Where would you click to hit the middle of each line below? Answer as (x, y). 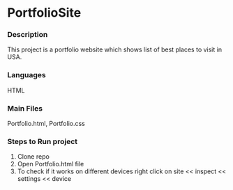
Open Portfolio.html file (51, 164)
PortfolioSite (44, 13)
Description (28, 35)
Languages (27, 75)
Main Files (25, 108)
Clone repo (33, 157)
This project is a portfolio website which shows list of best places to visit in (114, 49)
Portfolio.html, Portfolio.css (46, 124)
